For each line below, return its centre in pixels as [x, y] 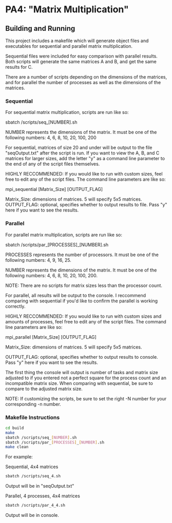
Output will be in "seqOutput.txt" [40, 486]
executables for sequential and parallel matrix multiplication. [69, 46]
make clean [17, 447]
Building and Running [40, 28]
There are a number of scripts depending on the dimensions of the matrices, [86, 77]
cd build [15, 428]
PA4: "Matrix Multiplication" [67, 9]
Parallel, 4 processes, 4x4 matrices [43, 496]
